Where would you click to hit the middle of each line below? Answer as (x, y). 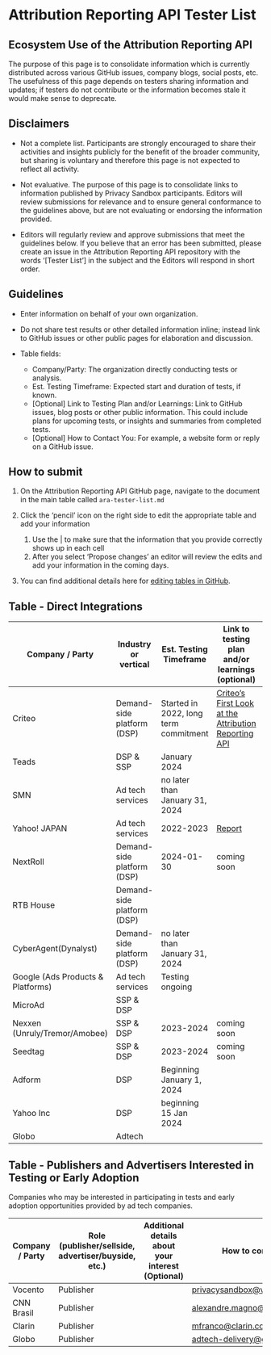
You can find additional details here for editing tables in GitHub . (125, 581)
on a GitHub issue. (63, 447)
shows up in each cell (68, 548)
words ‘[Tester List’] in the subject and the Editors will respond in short (138, 260)
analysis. (47, 378)
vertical (135, 665)
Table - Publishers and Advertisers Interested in (131, 1165)
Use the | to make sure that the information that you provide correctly (147, 539)
